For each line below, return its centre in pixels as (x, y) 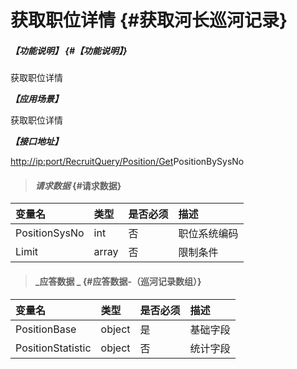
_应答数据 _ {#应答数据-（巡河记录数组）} (118, 281)
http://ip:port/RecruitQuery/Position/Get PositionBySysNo (127, 162)
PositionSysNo (50, 233)
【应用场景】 (36, 99)
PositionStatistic (53, 348)
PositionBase (46, 329)
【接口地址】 (36, 142)
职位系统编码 (208, 234)
